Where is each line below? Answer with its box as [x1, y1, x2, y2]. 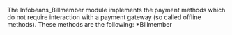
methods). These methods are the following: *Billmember [7, 21, 173, 28]
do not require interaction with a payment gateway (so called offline [7, 13, 201, 21]
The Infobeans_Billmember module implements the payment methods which [7, 6, 226, 14]
